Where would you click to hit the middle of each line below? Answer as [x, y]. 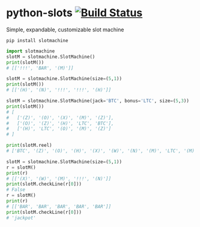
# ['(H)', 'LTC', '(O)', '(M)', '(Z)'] [59, 129]
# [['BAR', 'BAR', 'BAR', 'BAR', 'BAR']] [59, 207]
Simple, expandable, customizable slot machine [65, 30]
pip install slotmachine [37, 40]
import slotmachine [31, 51]
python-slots [40, 13]
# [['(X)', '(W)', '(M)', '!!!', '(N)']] [59, 179]
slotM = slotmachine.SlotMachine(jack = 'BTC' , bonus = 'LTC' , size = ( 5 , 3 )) [98, 101]
